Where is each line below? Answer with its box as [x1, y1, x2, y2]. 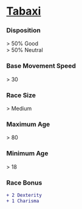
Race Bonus [6, 178, 43, 187]
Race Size [6, 90, 36, 99]
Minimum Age [6, 149, 49, 158]
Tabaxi [6, 4, 41, 18]
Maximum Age [6, 120, 50, 128]
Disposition [6, 26, 41, 35]
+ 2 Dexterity [6, 192, 43, 198]
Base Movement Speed [6, 62, 76, 70]
